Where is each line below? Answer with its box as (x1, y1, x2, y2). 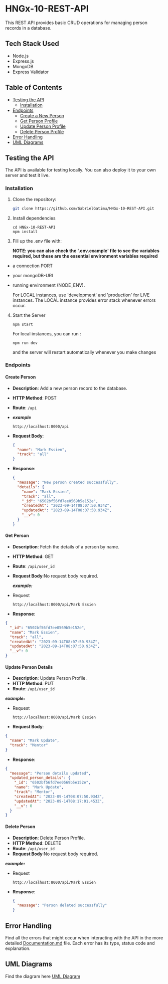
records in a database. (5, 25, 52, 31)
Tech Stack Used (5, 40, 59, 48)
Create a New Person (20, 112, 64, 118)
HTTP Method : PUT (12, 680, 54, 687)
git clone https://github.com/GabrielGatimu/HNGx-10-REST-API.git (12, 206, 154, 211)
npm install (12, 229, 38, 234)
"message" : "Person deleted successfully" (17, 903, 107, 908)
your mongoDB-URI (12, 272, 54, 278)
